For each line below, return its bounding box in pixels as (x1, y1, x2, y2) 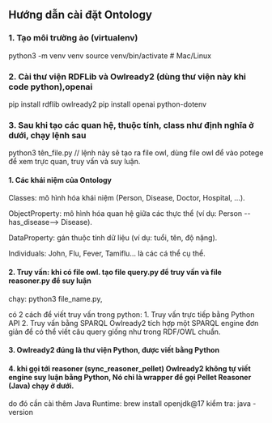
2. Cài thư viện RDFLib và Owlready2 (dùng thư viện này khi (8, 70, 247, 82)
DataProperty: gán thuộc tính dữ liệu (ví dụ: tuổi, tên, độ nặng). (8, 233, 218, 243)
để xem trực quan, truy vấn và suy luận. (8, 157, 141, 167)
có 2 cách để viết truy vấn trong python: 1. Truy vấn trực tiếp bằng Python (8, 309, 255, 319)
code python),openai (8, 81, 93, 92)
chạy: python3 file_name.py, (8, 294, 103, 303)
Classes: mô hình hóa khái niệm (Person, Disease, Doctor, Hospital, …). (8, 193, 245, 203)
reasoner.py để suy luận (8, 276, 91, 286)
